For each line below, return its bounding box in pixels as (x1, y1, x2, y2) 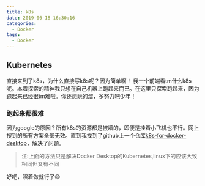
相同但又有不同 (21, 160, 59, 168)
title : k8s (6, 9, 34, 15)
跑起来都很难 (6, 109, 45, 117)
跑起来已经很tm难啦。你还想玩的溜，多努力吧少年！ (6, 92, 136, 100)
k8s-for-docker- (145, 132, 187, 139)
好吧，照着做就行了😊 (6, 173, 61, 180)
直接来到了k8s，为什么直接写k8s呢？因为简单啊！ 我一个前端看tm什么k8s (6, 77, 192, 84)
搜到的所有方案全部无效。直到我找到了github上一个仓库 (6, 132, 146, 139)
